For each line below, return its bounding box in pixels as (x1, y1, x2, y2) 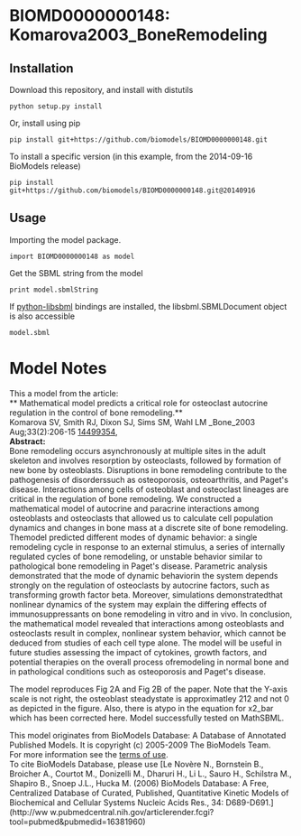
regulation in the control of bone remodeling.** (9, 407, 183, 418)
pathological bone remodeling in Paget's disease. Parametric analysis (9, 561, 268, 571)
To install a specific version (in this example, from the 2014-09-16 (9, 151, 253, 162)
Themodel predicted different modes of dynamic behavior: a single (9, 532, 258, 543)
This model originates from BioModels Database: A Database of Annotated (9, 729, 287, 740)
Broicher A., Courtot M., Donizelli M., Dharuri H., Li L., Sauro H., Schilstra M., (9, 768, 293, 779)
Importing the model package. (9, 234, 122, 245)
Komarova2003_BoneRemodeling (9, 24, 268, 45)
